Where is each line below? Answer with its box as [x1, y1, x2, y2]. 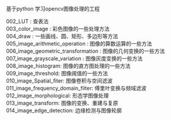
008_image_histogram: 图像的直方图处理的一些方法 [6, 62, 131, 70]
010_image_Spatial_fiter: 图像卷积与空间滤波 [6, 77, 113, 84]
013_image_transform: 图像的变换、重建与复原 [6, 100, 118, 106]
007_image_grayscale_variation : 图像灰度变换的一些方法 [6, 55, 143, 62]
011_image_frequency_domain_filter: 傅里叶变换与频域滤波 [6, 85, 147, 91]
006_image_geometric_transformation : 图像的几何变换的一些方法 [6, 48, 165, 55]
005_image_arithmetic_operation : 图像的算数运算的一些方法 [6, 40, 153, 47]
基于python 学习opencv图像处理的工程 [6, 5, 100, 12]
